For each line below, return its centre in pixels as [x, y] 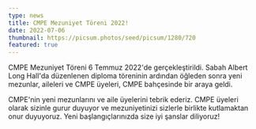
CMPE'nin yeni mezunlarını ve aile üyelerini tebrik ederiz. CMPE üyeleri [123, 100]
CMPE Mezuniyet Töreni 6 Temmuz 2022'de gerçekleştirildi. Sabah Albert [128, 67]
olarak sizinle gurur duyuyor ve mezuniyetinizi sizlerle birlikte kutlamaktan [128, 108]
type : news [26, 15]
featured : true [33, 45]
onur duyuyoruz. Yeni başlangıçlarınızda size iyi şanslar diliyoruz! [114, 116]
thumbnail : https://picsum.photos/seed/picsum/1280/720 [102, 38]
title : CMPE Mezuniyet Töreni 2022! [68, 23]
